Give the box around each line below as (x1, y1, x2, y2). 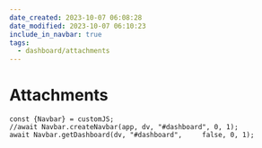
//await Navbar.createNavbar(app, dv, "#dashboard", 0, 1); (9, 123, 240, 132)
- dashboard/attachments (17, 47, 110, 56)
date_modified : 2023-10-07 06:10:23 (9, 22, 146, 30)
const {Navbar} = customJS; (9, 115, 115, 124)
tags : (9, 38, 30, 48)
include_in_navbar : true (9, 30, 102, 39)
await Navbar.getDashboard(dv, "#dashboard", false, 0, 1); (9, 131, 255, 140)
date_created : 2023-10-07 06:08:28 (9, 13, 143, 22)
